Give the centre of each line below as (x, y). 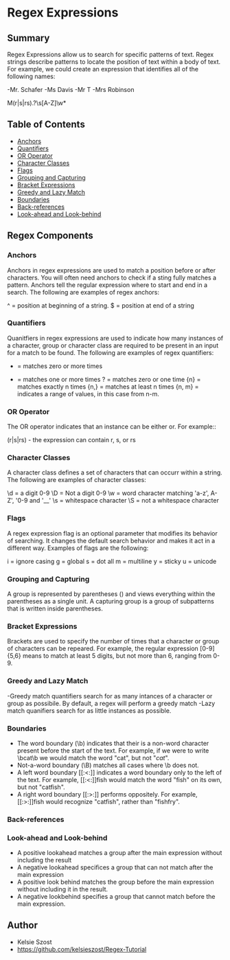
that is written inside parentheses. (55, 608)
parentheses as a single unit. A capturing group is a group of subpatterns (111, 601)
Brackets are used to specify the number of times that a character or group (113, 641)
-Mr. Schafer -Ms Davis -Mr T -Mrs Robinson (71, 90)
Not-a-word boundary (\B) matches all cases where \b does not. (108, 765)
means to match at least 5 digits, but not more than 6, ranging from (117, 656)
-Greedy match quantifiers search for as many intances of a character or (110, 696)
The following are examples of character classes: (77, 480)
